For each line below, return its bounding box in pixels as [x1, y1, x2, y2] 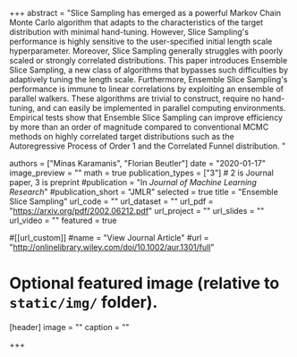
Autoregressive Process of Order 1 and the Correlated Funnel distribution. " [9, 140, 286, 151]
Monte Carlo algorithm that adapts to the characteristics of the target [9, 17, 264, 28]
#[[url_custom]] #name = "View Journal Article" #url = [9, 233, 209, 242]
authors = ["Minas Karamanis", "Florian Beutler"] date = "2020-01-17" [9, 158, 267, 168]
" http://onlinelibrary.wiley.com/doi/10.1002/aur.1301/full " [9, 242, 215, 252]
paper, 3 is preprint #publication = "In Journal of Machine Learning [9, 177, 257, 187]
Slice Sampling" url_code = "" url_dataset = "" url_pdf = [9, 196, 214, 207]
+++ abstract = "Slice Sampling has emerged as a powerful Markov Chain [9, 8, 282, 18]
